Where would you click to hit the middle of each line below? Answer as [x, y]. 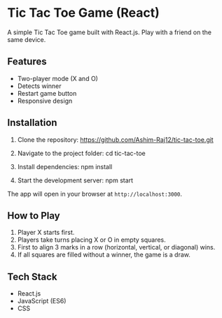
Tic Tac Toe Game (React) [83, 13]
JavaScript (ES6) [42, 301]
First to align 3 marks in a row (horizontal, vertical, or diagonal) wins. [116, 247]
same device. [27, 39]
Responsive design [45, 101]
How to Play [34, 216]
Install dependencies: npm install [65, 166]
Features [27, 62]
